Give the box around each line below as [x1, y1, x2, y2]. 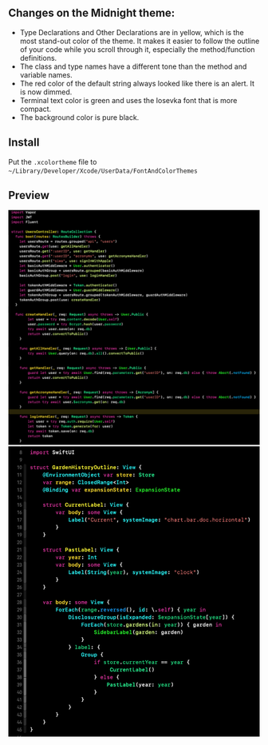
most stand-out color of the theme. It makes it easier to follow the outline [19, 36, 260, 46]
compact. [19, 104, 52, 114]
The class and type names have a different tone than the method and [19, 62, 247, 71]
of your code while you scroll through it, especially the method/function [19, 44, 255, 54]
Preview [8, 189, 50, 202]
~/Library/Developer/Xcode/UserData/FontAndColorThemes [8, 167, 198, 175]
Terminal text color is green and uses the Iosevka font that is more [19, 95, 238, 105]
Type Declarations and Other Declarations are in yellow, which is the [19, 27, 245, 37]
